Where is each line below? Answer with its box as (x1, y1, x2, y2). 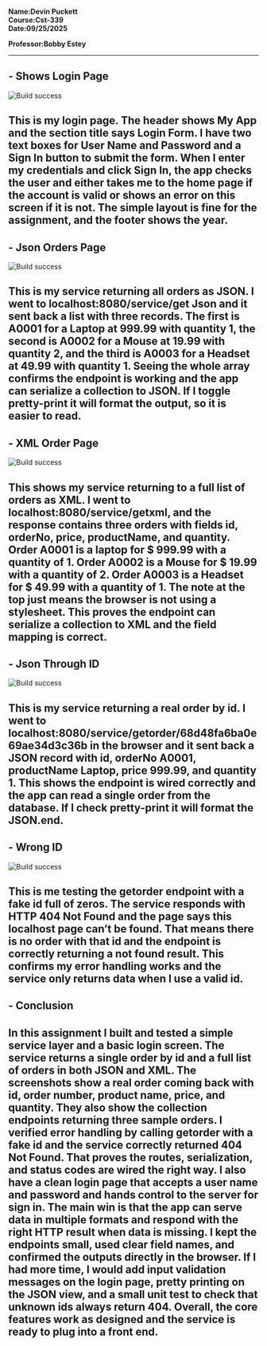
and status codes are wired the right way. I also (8, 1163, 246, 1176)
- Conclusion (8, 999, 74, 1013)
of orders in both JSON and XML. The (8, 1063, 197, 1077)
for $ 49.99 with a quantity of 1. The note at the (8, 580, 246, 594)
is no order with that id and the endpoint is (8, 935, 222, 948)
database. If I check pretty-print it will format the (8, 801, 254, 814)
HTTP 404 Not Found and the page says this (8, 910, 232, 924)
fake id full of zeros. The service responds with (8, 897, 246, 911)
